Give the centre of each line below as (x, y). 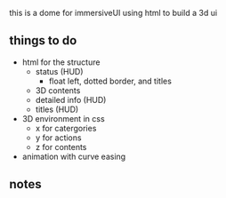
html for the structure (61, 62)
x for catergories (66, 128)
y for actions (58, 138)
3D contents (58, 90)
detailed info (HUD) (71, 99)
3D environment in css (63, 118)
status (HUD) (59, 71)
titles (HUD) (57, 109)
